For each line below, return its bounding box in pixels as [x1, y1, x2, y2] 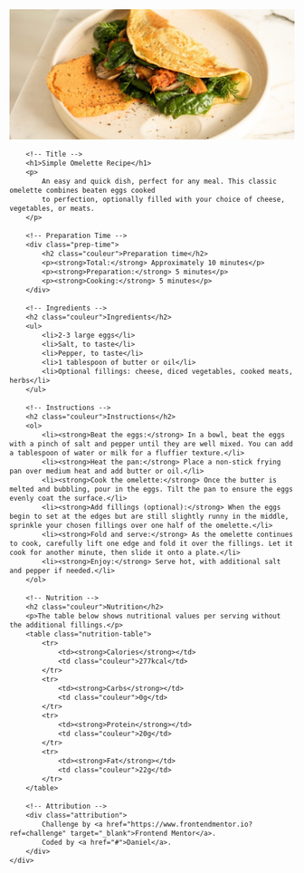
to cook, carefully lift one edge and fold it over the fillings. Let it [9, 539, 294, 549]
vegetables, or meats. [9, 204, 95, 214]
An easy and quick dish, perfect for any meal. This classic [42, 177, 278, 187]
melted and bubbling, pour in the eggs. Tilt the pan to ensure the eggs [9, 484, 294, 494]
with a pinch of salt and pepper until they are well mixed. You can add [9, 439, 294, 449]
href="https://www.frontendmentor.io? [106, 820, 253, 830]
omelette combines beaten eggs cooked [9, 186, 156, 196]
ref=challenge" [9, 829, 67, 839]
